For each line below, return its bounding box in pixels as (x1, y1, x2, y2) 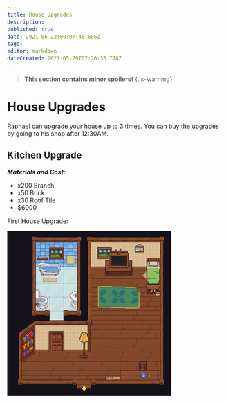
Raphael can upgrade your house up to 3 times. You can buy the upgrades (7, 122, 219, 130)
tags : (7, 40, 23, 48)
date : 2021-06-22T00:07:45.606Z (7, 33, 100, 40)
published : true (7, 26, 54, 33)
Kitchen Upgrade (7, 150, 82, 161)
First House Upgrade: (7, 217, 68, 225)
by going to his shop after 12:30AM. (7, 129, 109, 138)
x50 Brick (17, 188, 45, 197)
